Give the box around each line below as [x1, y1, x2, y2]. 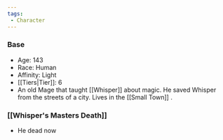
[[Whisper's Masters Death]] [7, 110, 107, 120]
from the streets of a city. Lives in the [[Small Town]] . [17, 92, 173, 101]
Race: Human [17, 63, 57, 71]
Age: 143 [17, 55, 43, 64]
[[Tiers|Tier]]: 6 [17, 78, 62, 86]
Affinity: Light [17, 71, 57, 79]
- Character [10, 17, 46, 24]
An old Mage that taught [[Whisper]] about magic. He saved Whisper [17, 85, 217, 94]
